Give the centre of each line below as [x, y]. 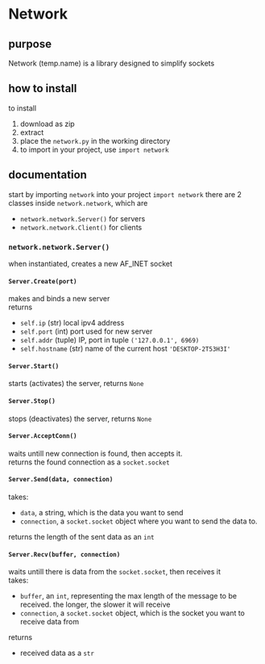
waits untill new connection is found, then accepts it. [95, 453]
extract [32, 132]
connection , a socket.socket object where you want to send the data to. [139, 521]
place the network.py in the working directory [95, 141]
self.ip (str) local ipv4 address [72, 323]
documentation [48, 175]
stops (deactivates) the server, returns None [80, 418]
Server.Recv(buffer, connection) [64, 554]
